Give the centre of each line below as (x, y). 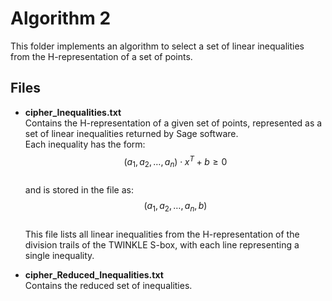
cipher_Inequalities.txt (73, 112)
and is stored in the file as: (79, 190)
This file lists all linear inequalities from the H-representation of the (162, 234)
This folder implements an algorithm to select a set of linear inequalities (157, 46)
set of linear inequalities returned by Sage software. (131, 133)
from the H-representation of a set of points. (101, 56)
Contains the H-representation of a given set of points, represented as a (173, 123)
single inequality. (59, 255)
